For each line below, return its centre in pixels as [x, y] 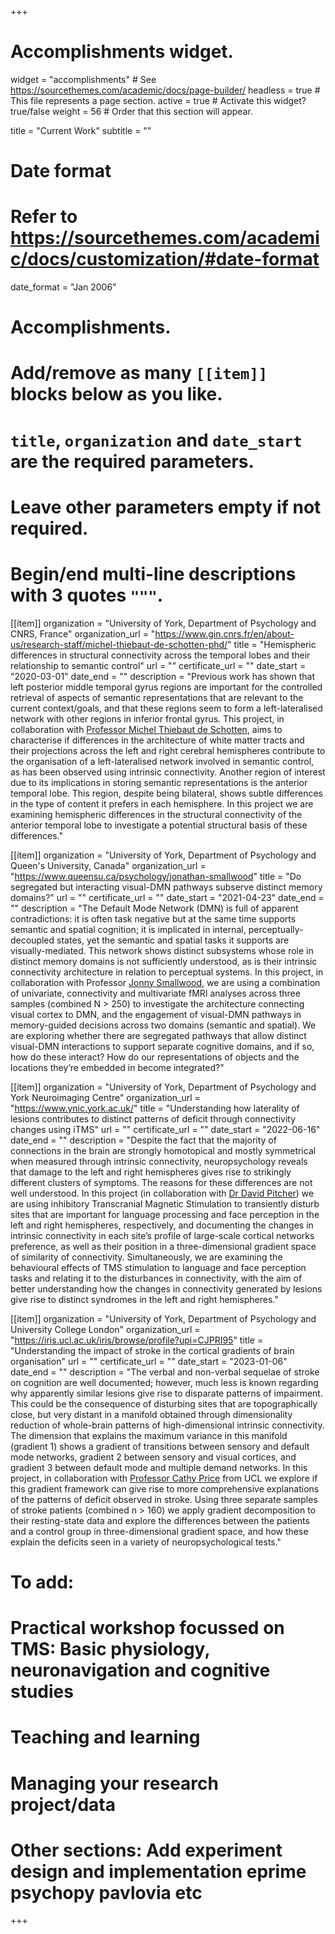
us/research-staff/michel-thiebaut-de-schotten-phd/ [119, 644]
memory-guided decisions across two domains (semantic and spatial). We [163, 1025]
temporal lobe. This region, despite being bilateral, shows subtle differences [166, 793]
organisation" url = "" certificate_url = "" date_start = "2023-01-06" [149, 1361]
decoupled [32, 940]
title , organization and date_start [156, 440]
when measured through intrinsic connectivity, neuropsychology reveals [159, 1161]
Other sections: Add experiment [146, 1850]
